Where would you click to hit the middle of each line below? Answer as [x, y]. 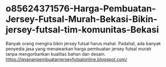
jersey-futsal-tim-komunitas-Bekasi [82, 30]
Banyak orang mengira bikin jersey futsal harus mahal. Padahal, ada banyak [83, 43]
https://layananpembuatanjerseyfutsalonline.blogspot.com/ [67, 59]
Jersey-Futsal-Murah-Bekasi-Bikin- [82, 19]
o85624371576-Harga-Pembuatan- [81, 9]
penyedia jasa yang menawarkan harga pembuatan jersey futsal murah [79, 49]
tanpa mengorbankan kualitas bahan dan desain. [56, 54]
